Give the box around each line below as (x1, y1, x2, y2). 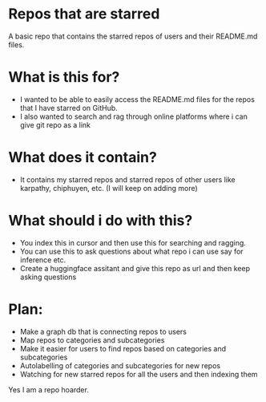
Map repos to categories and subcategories (19, 335, 165, 345)
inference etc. (19, 254, 66, 265)
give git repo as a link (19, 120, 91, 129)
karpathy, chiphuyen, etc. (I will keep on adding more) (19, 183, 198, 193)
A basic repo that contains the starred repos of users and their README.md (8, 31, 258, 41)
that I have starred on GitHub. (19, 103, 118, 112)
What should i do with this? (8, 212, 193, 229)
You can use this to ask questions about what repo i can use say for (19, 246, 244, 256)
